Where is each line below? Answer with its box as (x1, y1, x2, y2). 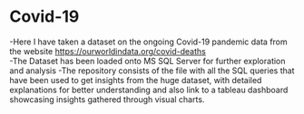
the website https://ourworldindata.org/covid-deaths (9, 45, 206, 56)
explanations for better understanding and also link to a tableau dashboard (9, 84, 289, 95)
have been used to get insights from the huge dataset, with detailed (9, 74, 262, 85)
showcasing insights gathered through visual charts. (9, 93, 205, 105)
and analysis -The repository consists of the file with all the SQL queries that (9, 65, 295, 76)
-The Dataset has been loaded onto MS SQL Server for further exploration (9, 55, 286, 66)
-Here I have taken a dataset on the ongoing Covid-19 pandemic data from (9, 36, 288, 47)
